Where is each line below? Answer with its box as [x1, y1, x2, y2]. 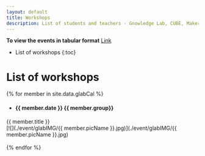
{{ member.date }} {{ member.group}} [15, 104, 114, 112]
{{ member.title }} [6, 118, 50, 125]
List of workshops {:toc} [15, 49, 76, 56]
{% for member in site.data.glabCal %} [6, 90, 104, 97]
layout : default [6, 9, 48, 15]
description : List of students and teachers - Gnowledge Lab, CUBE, [6, 20, 184, 26]
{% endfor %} [6, 144, 41, 151]
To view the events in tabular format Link [6, 37, 112, 44]
